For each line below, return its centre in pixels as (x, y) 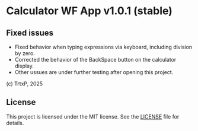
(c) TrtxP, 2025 (25, 84)
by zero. (25, 53)
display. (24, 66)
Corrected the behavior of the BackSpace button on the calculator (95, 60)
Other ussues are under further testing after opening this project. (94, 72)
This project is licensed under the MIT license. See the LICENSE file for (93, 116)
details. (15, 123)
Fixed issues (30, 33)
